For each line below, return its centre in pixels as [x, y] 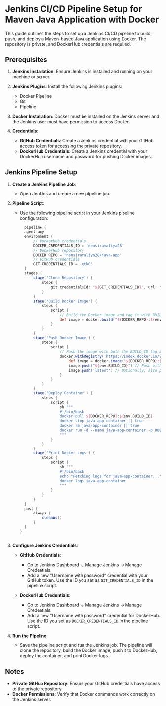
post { [31, 509]
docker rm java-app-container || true [100, 426]
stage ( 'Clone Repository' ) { [63, 278]
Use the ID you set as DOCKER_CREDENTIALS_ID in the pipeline [87, 621]
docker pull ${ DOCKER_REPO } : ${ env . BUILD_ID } [106, 416]
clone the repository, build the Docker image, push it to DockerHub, [88, 650]
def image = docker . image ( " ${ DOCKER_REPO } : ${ [116, 361]
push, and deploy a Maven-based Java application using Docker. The [76, 39]
